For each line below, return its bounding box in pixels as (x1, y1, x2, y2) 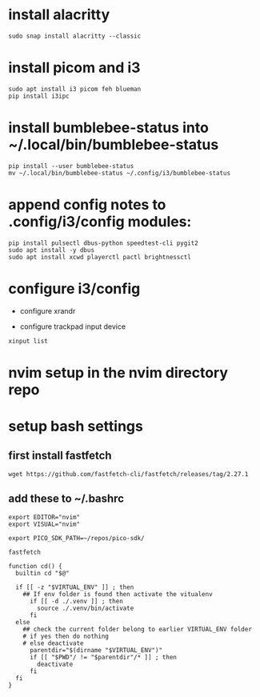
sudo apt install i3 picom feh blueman (8, 85, 142, 93)
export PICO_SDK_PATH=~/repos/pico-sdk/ (8, 534, 146, 542)
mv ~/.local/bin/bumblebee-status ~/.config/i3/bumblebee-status (8, 169, 230, 177)
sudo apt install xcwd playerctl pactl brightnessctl (8, 253, 192, 261)
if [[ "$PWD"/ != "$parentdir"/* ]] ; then (29, 653, 178, 661)
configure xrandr (19, 306, 76, 315)
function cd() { (8, 562, 62, 570)
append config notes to (8, 196, 166, 214)
